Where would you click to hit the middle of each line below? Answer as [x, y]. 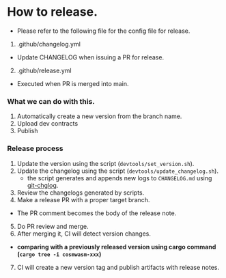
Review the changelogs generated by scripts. [81, 193]
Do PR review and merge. [53, 226]
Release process [35, 149]
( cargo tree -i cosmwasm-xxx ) [59, 254]
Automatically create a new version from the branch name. [99, 116]
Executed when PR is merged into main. [73, 83]
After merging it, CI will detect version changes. [84, 234]
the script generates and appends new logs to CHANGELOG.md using [119, 178]
